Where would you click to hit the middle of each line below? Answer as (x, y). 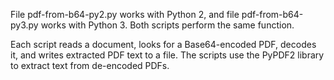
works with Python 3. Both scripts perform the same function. (167, 25)
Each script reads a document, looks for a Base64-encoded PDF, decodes (163, 44)
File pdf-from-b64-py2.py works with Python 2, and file (125, 14)
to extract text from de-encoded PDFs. (90, 65)
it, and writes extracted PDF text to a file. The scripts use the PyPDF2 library (167, 55)
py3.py (24, 25)
